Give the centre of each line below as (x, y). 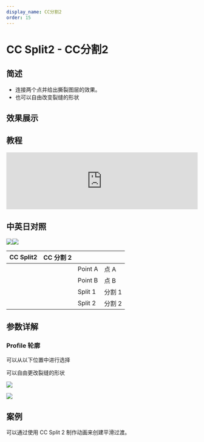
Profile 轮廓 (23, 345)
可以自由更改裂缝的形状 (36, 373)
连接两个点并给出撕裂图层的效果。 (58, 89)
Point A (88, 269)
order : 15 (19, 18)
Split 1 (87, 291)
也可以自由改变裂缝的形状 (47, 97)
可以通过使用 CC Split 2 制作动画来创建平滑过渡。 (68, 432)
